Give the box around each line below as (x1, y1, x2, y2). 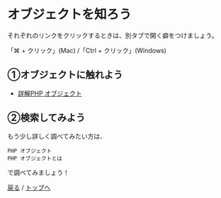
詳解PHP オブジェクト (17, 89, 83, 98)
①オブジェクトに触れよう (7, 69, 123, 81)
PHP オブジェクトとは (7, 155, 62, 162)
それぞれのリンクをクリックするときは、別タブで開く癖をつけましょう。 (7, 31, 218, 40)
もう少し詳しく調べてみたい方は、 (7, 132, 107, 140)
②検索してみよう (7, 112, 86, 124)
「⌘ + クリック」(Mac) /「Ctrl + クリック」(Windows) (7, 46, 166, 54)
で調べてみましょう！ (7, 168, 69, 177)
